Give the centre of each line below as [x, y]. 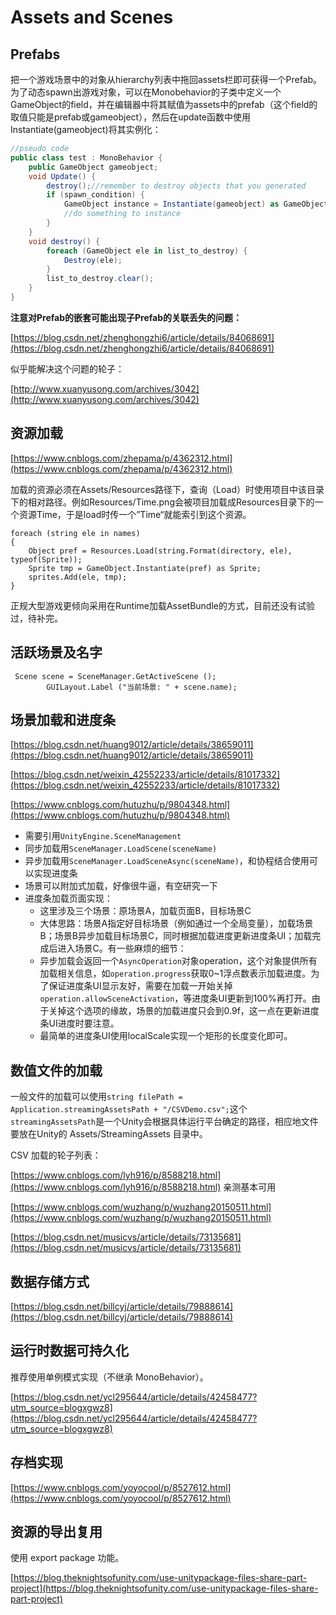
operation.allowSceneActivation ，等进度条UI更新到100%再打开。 [175, 998]
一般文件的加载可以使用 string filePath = [96, 1097]
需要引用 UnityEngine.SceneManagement [103, 836]
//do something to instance [122, 214]
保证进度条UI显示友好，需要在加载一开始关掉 [140, 986]
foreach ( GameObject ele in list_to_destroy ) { [147, 251]
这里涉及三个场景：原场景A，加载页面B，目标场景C [145, 911]
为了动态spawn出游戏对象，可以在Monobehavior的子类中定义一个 [146, 92]
